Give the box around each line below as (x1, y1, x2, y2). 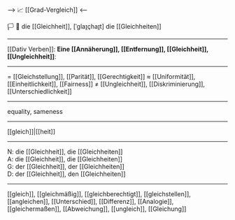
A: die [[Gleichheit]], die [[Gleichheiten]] (7, 155, 123, 163)
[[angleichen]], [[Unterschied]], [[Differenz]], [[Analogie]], (7, 198, 174, 205)
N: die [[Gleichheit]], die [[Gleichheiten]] (7, 147, 123, 156)
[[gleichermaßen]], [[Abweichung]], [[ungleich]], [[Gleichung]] (7, 205, 187, 213)
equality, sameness (7, 108, 63, 115)
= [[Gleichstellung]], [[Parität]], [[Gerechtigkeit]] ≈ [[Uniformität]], (7, 73, 196, 80)
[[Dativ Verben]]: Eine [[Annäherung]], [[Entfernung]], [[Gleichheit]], (7, 45, 208, 53)
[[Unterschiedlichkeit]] (7, 87, 72, 96)
